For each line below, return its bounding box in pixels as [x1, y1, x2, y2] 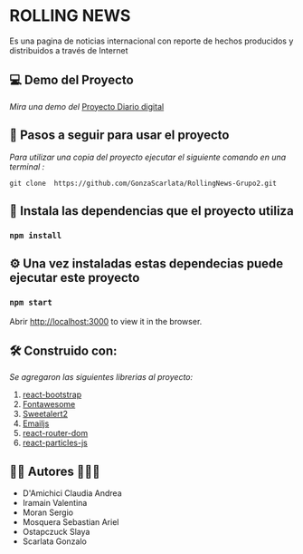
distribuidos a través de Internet [9, 44, 128, 55]
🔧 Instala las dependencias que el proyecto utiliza [9, 203, 294, 219]
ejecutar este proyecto [9, 270, 140, 286]
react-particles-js [22, 437, 88, 449]
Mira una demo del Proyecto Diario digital [9, 101, 165, 112]
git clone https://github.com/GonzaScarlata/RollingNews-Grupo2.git [9, 179, 278, 188]
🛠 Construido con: [9, 343, 118, 358]
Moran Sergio [22, 507, 74, 518]
